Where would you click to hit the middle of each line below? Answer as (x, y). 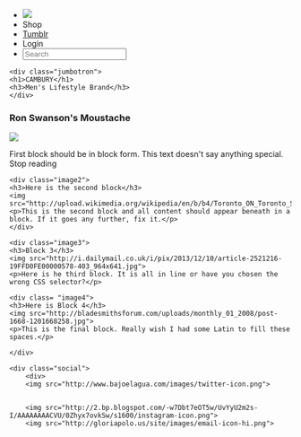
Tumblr (35, 34)
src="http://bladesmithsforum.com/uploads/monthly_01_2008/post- (154, 314)
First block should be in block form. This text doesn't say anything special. (146, 154)
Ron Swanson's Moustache (70, 118)
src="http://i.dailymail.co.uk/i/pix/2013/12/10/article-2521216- (155, 259)
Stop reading (33, 164)
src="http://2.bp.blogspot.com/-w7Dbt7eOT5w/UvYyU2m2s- (151, 408)
